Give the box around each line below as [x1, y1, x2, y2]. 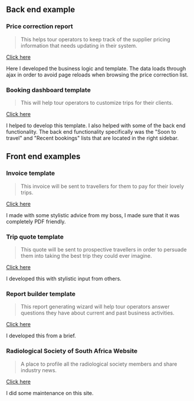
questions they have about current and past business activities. [20, 309, 175, 317]
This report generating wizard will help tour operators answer [20, 303, 170, 310]
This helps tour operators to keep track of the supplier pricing [20, 35, 170, 43]
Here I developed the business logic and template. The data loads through [6, 65, 186, 72]
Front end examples [6, 151, 81, 161]
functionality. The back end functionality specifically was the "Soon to [6, 128, 176, 135]
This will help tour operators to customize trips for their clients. [20, 99, 173, 106]
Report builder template [6, 290, 75, 298]
